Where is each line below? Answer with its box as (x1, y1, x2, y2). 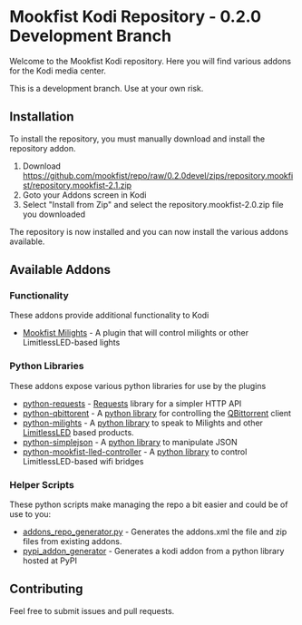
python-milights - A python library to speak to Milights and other (22, 417, 263, 428)
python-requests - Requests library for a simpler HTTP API (22, 397, 242, 409)
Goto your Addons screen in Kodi (22, 189, 147, 200)
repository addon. (9, 142, 76, 153)
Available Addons (9, 262, 112, 278)
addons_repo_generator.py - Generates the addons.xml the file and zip (22, 526, 287, 537)
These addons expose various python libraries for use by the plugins (9, 380, 267, 391)
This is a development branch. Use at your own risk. (9, 83, 204, 93)
